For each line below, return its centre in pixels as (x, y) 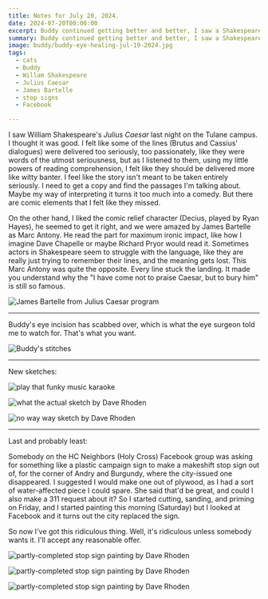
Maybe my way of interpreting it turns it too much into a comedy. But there (131, 194)
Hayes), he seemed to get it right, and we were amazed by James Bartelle (130, 227)
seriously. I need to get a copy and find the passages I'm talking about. (125, 186)
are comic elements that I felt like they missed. (85, 203)
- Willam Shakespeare (51, 75)
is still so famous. (37, 286)
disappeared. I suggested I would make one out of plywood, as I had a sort (131, 482)
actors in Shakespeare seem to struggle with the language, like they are (126, 252)
